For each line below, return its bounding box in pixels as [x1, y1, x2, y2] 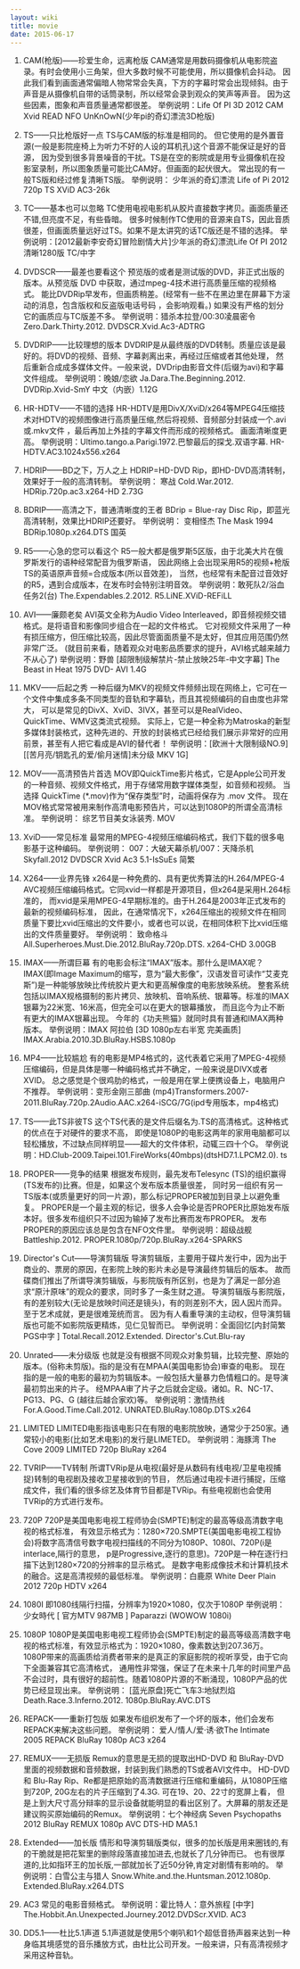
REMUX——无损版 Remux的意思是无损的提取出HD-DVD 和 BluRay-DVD [22, 1753, 284, 1764]
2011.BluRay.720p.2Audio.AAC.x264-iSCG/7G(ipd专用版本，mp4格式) [22, 1097, 280, 1108]
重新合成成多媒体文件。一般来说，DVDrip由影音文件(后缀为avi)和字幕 [30, 362, 284, 373]
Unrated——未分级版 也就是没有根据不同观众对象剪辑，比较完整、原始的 [22, 1350, 289, 1361]
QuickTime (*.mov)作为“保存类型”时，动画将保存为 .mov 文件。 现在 [40, 790, 288, 801]
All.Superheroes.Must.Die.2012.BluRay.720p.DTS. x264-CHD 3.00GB [22, 939, 277, 950]
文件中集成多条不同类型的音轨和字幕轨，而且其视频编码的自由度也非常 [30, 693, 288, 705]
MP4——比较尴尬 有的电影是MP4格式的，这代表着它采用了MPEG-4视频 [22, 1053, 286, 1063]
